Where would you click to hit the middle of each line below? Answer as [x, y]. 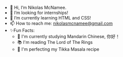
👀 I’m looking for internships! [39, 13]
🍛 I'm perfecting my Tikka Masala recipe [58, 49]
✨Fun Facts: [22, 30]
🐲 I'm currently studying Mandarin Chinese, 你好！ [68, 36]
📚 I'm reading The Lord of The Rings [55, 42]
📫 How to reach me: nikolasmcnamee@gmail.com [61, 23]
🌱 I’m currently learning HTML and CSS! [50, 18]
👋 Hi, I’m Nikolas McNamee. [38, 8]
